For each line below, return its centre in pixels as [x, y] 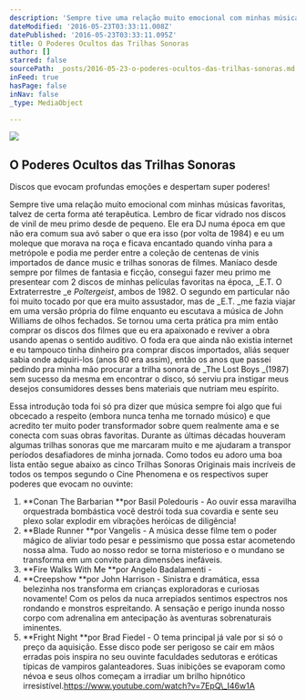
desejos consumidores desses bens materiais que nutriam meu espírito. [144, 389]
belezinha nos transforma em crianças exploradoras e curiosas [141, 589]
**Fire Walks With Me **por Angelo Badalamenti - [117, 569]
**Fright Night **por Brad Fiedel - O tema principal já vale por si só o [153, 637]
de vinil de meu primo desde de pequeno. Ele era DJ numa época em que [148, 224]
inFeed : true [34, 78]
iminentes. [42, 628]
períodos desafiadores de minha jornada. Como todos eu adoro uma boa [146, 455]
